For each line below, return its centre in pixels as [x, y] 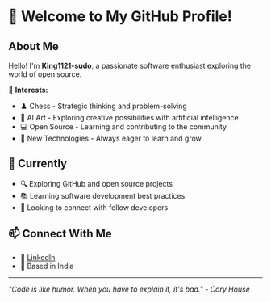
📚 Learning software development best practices [102, 195]
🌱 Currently [38, 164]
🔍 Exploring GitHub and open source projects [96, 183]
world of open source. [45, 74]
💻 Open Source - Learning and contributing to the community [123, 127]
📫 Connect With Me [60, 234]
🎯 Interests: [28, 90]
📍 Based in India [47, 266]
